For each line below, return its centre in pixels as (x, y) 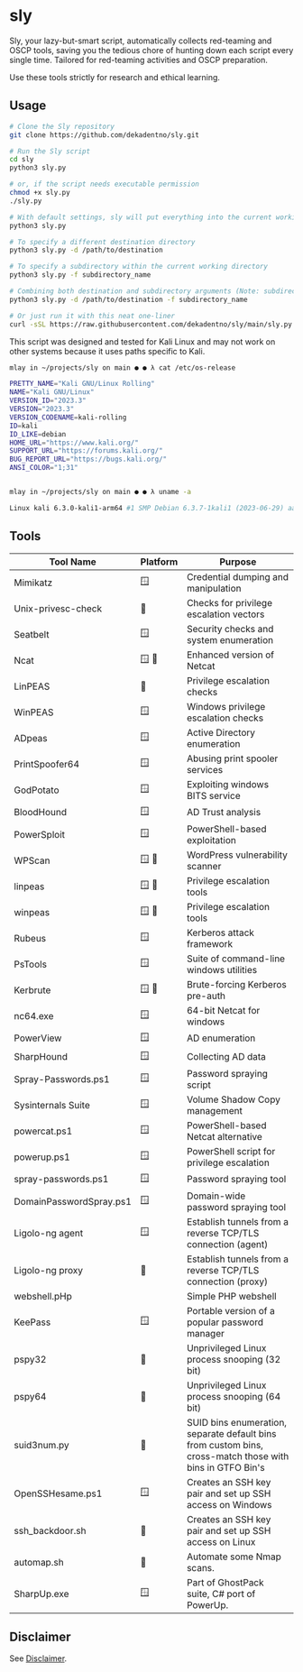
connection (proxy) (227, 1282)
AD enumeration (221, 1038)
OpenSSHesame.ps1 (58, 1493)
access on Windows (229, 1504)
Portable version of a (230, 1310)
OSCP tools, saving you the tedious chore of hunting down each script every (151, 50)
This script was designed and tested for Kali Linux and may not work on (142, 341)
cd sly (22, 160)
